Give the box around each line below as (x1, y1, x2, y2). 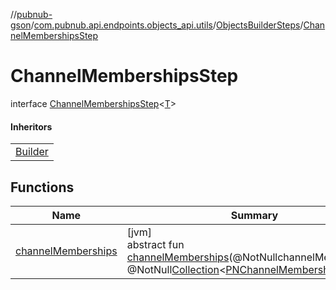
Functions (10, 179, 75, 196)
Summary (230, 208, 279, 222)
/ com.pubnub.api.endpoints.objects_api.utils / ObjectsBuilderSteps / (30, 19, 304, 31)
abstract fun (126, 237, 185, 251)
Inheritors (10, 120, 53, 133)
